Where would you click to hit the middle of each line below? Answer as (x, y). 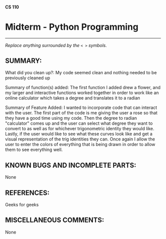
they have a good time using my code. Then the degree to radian (71, 118)
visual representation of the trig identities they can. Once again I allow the (80, 139)
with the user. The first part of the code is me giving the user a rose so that (81, 113)
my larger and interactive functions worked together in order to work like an (82, 93)
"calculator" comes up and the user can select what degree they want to (79, 123)
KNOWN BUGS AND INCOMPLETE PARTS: (71, 165)
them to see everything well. (34, 150)
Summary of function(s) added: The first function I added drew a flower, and (83, 88)
